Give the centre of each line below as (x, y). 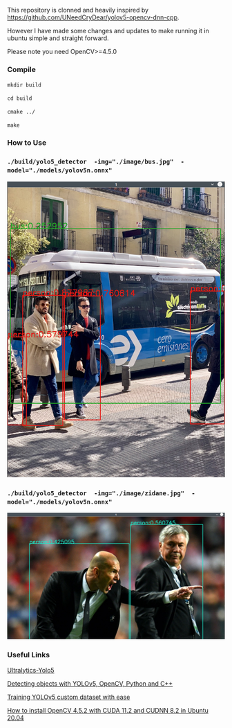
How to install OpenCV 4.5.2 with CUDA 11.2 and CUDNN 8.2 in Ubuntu (108, 710)
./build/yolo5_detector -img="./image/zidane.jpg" (96, 494)
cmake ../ (21, 112)
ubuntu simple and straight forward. (58, 38)
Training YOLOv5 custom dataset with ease (69, 697)
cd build (20, 99)
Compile (21, 69)
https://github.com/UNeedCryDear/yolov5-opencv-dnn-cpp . (93, 17)
